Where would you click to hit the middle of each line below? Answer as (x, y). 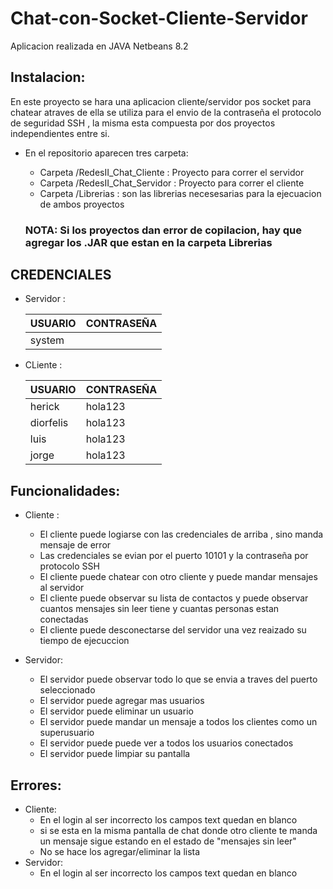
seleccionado (67, 690)
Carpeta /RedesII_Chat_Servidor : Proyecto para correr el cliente (172, 183)
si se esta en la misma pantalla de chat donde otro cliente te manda (178, 831)
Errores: (36, 785)
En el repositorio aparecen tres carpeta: (106, 153)
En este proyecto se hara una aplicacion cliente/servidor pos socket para (161, 101)
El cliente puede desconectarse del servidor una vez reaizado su (173, 630)
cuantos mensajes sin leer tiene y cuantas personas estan (159, 609)
